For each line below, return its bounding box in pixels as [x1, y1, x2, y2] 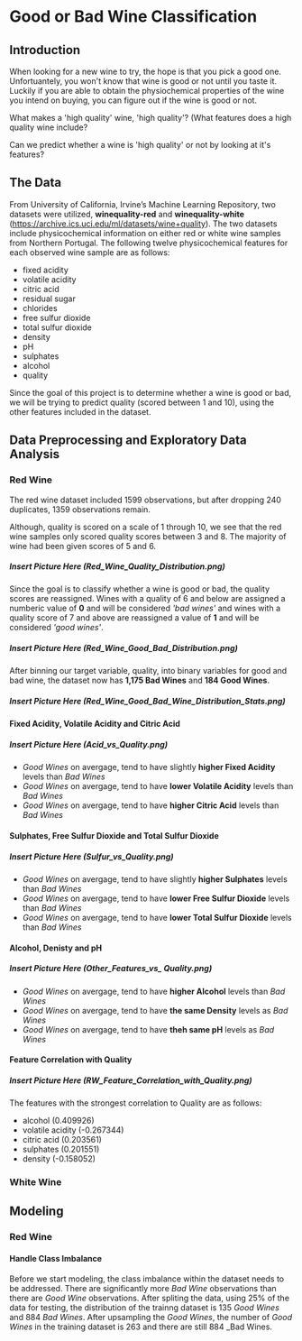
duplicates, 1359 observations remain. [9, 503, 151, 515]
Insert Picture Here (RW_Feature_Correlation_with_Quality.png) [9, 1075, 252, 1086]
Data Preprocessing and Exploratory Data [9, 433, 247, 448]
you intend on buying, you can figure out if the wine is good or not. [9, 95, 258, 106]
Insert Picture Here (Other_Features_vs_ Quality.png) [9, 963, 213, 974]
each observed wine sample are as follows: [9, 246, 170, 258]
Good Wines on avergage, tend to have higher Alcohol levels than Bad [22, 986, 286, 997]
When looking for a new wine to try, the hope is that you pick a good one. [9, 66, 282, 77]
